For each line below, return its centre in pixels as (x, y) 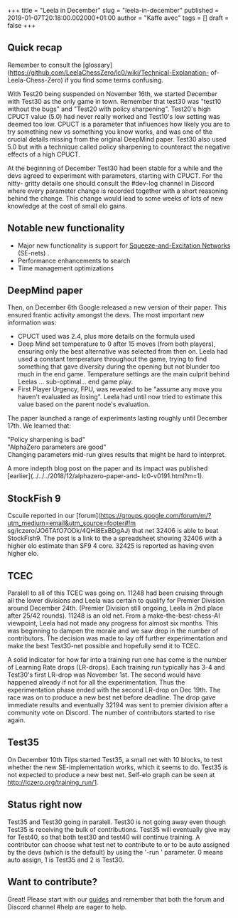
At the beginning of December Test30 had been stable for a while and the (115, 168)
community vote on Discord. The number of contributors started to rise (111, 713)
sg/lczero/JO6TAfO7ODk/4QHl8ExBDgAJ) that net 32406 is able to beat (113, 531)
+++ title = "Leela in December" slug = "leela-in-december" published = (113, 10)
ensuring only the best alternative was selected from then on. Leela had (123, 352)
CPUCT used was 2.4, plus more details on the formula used (106, 337)
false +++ (22, 25)
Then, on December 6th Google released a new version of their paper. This (117, 307)
